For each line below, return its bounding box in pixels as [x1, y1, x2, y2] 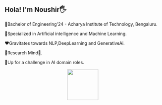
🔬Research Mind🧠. [4, 50, 43, 56]
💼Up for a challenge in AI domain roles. [4, 59, 85, 65]
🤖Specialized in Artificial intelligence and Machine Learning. [4, 31, 127, 36]
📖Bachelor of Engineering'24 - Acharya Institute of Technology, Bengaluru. [4, 21, 158, 27]
